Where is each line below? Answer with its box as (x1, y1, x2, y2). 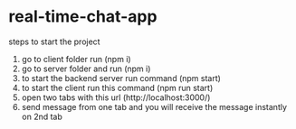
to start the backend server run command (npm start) (21, 72, 221, 83)
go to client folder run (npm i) (21, 53, 132, 64)
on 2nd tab (21, 111, 62, 122)
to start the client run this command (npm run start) (21, 82, 214, 93)
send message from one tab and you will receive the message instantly (21, 101, 287, 112)
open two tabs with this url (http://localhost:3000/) (21, 92, 211, 103)
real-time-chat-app (8, 6, 158, 27)
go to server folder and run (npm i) (21, 63, 151, 74)
